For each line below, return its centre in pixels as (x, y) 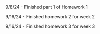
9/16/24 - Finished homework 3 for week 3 (50, 26)
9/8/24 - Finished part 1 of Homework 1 (46, 7)
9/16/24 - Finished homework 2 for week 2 (50, 17)
